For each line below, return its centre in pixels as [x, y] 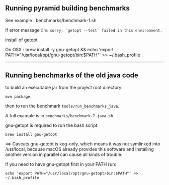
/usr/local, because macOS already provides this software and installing [80, 149]
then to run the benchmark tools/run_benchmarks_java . [62, 106]
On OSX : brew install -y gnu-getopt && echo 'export [60, 49]
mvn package [18, 97]
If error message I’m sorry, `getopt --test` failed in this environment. [84, 30]
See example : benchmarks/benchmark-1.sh [51, 20]
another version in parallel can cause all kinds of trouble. [64, 154]
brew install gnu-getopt [31, 134]
